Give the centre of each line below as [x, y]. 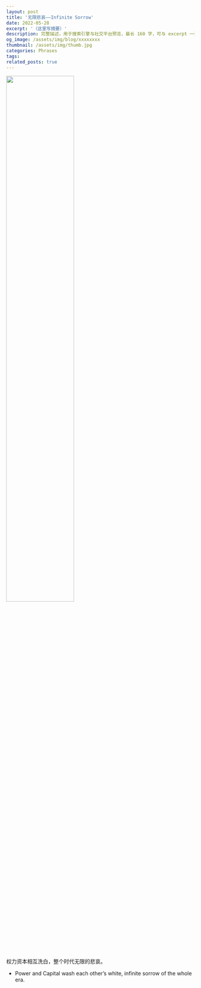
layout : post [22, 12]
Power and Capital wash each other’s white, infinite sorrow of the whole [103, 973]
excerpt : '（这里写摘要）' [37, 28]
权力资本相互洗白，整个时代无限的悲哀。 [56, 961]
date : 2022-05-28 [28, 23]
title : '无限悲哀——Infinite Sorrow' [50, 17]
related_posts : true [32, 62]
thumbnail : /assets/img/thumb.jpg [49, 46]
